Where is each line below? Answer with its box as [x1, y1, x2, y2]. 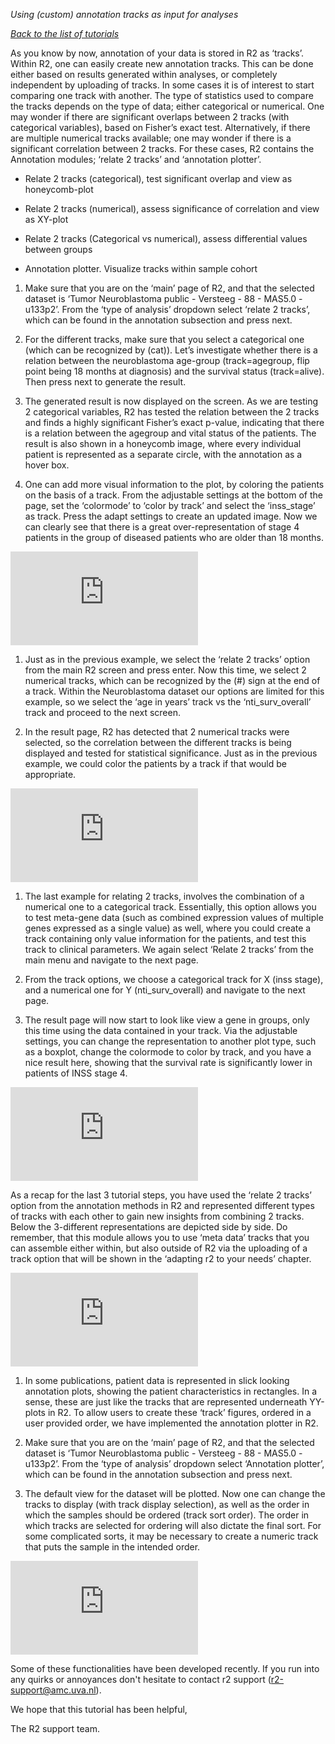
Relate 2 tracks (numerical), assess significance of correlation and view [24, 203, 320, 214]
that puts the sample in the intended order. [24, 1541, 201, 1553]
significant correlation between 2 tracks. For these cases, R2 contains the [10, 143, 315, 154]
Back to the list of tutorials [10, 28, 120, 39]
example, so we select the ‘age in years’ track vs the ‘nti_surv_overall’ [24, 696, 312, 708]
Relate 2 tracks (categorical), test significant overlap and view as [24, 173, 293, 184]
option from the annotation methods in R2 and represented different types [10, 1200, 315, 1211]
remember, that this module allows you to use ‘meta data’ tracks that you [10, 1232, 310, 1243]
